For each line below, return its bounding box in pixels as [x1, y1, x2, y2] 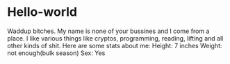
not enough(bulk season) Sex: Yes [7, 49, 106, 57]
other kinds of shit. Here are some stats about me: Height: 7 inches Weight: [7, 41, 222, 50]
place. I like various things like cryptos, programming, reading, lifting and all [7, 34, 224, 42]
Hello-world [7, 4, 78, 20]
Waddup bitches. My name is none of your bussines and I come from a [7, 27, 210, 35]
